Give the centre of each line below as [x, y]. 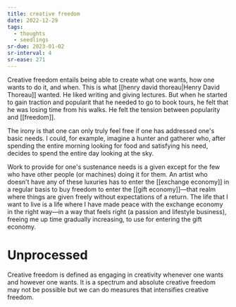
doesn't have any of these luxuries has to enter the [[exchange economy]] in [118, 182]
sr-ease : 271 [26, 60]
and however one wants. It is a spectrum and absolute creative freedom [112, 282]
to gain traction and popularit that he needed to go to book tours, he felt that [118, 102]
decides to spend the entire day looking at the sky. [81, 153]
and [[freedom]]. [31, 117]
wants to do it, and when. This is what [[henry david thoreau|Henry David [113, 87]
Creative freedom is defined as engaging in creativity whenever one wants [116, 275]
